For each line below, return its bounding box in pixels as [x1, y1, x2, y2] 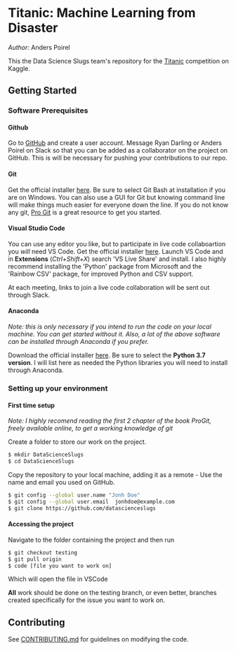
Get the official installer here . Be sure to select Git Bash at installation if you [8, 185, 225, 194]
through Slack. [8, 291, 51, 299]
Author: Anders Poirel [8, 43, 70, 51]
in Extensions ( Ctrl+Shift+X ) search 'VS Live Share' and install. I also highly [8, 255, 227, 263]
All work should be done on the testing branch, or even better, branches [8, 589, 217, 597]
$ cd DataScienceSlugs [8, 458, 74, 465]
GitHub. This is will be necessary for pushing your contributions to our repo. [8, 153, 228, 162]
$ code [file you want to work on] [8, 562, 112, 569]
